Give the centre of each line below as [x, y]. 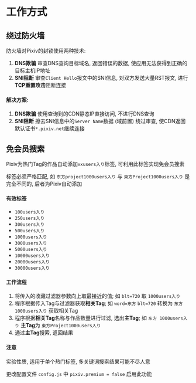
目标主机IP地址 [32, 70]
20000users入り [32, 262]
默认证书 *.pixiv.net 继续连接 [49, 128]
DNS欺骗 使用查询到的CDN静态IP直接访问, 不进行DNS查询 [84, 114]
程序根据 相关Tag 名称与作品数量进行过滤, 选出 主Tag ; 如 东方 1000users [99, 318]
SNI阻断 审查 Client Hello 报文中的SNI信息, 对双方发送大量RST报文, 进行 [101, 78]
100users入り [30, 212]
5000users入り [31, 250]
